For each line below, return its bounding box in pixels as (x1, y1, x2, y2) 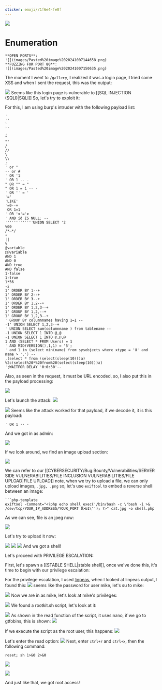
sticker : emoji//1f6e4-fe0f (5, 7, 62, 12)
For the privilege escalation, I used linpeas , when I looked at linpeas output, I (5, 576, 158, 582)
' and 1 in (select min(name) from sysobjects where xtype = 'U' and (5, 347, 148, 352)
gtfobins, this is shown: (5, 618, 51, 624)
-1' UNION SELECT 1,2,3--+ (5, 322, 59, 327)
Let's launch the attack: (5, 397, 52, 403)
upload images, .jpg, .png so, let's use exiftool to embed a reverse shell (5, 483, 153, 489)
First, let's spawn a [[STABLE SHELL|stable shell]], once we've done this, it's (5, 562, 158, 568)
